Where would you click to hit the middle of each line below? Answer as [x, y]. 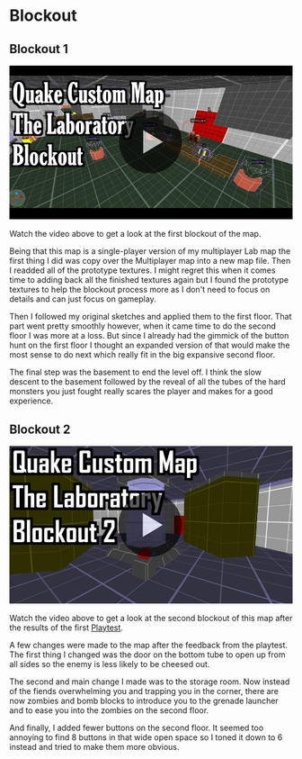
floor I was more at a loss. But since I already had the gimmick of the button [149, 336]
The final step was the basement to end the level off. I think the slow [136, 372]
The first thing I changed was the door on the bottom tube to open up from [147, 655]
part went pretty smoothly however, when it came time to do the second [143, 326]
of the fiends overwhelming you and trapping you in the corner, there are [144, 691]
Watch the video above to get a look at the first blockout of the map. [135, 234]
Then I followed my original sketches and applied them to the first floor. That [151, 317]
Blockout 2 [40, 429]
